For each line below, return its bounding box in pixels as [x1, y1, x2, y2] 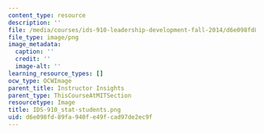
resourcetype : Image [8, 99, 76, 106]
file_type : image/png [8, 33, 79, 41]
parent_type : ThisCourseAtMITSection [8, 92, 132, 99]
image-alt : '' [15, 63, 61, 70]
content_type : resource [8, 11, 86, 20]
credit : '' [15, 56, 51, 63]
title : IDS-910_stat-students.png [8, 106, 122, 114]
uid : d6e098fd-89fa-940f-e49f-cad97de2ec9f [8, 113, 153, 121]
